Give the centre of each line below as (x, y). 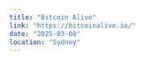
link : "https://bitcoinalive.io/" (73, 26)
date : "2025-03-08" (45, 34)
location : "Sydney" (45, 42)
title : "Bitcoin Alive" (53, 17)
